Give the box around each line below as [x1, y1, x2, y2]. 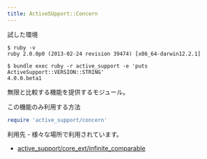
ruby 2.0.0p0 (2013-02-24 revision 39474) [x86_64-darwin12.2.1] [7, 50, 201, 57]
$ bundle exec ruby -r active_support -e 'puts [7, 62, 148, 70]
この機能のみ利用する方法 [7, 103, 81, 111]
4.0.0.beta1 [7, 75, 42, 82]
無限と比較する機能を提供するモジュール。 [7, 88, 130, 96]
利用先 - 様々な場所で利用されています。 [7, 130, 123, 138]
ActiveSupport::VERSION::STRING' [7, 68, 105, 75]
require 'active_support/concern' [7, 116, 108, 123]
